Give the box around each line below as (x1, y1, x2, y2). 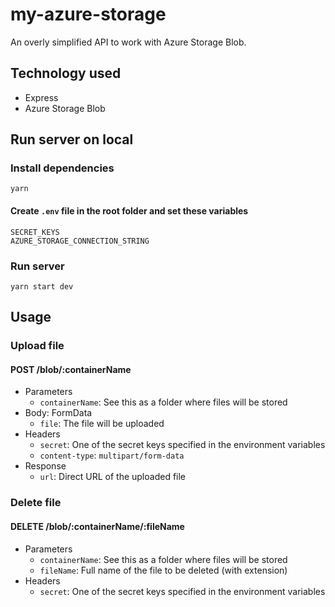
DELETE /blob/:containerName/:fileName (10, 520, 185, 532)
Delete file (10, 496, 62, 510)
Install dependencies (10, 161, 115, 175)
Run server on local (10, 131, 134, 148)
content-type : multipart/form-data (39, 449, 185, 462)
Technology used (10, 65, 122, 82)
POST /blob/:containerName (10, 363, 132, 375)
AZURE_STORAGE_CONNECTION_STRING (10, 236, 150, 246)
